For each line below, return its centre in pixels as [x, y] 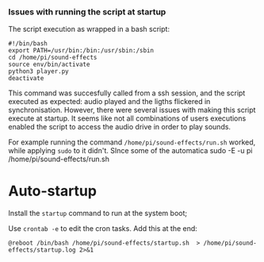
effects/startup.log [42, 250]
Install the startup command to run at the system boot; [98, 214]
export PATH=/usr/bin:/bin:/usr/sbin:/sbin [81, 51]
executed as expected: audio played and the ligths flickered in [109, 102]
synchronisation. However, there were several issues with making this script [132, 110]
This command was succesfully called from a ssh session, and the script [127, 93]
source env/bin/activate [49, 65]
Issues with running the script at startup [87, 12]
